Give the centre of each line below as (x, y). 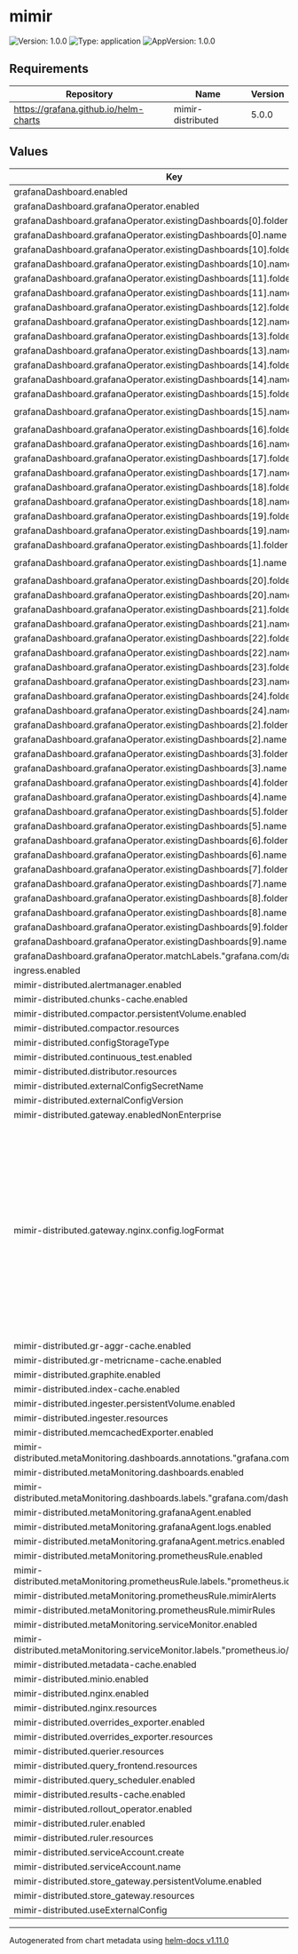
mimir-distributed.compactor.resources (97, 1028)
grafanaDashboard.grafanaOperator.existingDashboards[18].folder (154, 487)
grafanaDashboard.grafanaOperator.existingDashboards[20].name (153, 594)
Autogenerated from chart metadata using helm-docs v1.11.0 (119, 1940)
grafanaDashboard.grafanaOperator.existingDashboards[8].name (150, 913)
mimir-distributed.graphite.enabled (87, 1375)
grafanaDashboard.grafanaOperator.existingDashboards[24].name (153, 710)
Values (29, 152)
